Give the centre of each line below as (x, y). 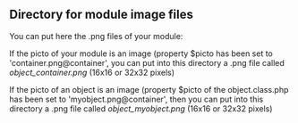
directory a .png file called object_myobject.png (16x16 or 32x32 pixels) (141, 108)
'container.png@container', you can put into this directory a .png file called (147, 62)
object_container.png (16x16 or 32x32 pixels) (92, 72)
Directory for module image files (102, 15)
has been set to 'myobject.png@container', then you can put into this (136, 99)
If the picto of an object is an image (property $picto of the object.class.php (149, 89)
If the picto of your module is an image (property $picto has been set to (141, 53)
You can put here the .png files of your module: (96, 36)
